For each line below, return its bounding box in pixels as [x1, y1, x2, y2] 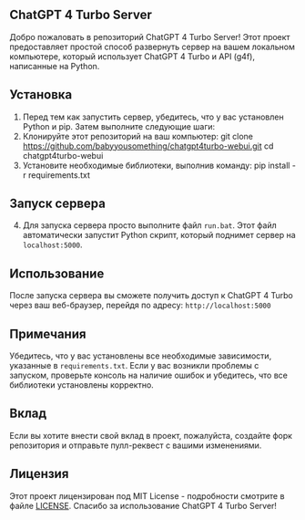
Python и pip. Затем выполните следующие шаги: [22, 120, 216, 131]
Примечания [9, 326, 86, 341]
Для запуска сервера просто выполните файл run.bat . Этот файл [22, 220, 278, 231]
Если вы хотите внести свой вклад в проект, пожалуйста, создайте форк [9, 430, 293, 441]
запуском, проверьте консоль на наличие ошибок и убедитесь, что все [9, 369, 289, 381]
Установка [9, 87, 73, 103]
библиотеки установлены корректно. [9, 380, 155, 390]
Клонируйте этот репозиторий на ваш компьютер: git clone [22, 130, 253, 141]
